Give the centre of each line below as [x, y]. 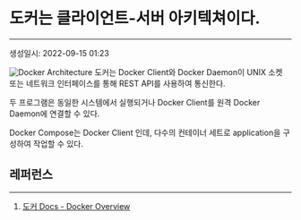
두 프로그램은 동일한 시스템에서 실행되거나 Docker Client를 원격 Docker [135, 102]
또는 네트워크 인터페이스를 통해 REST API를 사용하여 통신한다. [117, 83]
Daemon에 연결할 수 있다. [55, 114]
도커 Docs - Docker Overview [76, 206]
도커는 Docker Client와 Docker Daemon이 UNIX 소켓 [189, 72]
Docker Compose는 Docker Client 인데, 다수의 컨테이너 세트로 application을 [145, 132]
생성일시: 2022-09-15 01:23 [60, 53]
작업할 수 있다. [58, 143]
